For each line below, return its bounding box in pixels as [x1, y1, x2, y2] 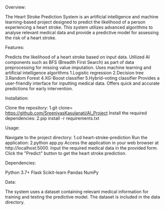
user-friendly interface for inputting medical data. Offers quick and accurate [5, 80, 160, 86]
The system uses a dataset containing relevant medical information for [5, 189, 149, 195]
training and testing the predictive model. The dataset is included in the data [5, 194, 161, 200]
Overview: [5, 4, 26, 10]
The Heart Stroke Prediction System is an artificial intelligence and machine [5, 14, 159, 19]
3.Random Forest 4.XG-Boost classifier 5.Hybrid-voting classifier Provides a [5, 75, 160, 81]
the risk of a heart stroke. [5, 35, 57, 41]
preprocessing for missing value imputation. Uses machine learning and [5, 64, 152, 70]
